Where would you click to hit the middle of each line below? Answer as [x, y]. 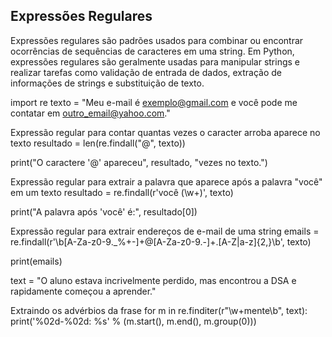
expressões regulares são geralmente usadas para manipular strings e [155, 61]
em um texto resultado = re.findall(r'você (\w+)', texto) [122, 192]
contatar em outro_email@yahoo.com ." [90, 113]
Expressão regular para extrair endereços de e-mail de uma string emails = [165, 231]
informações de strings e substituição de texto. [107, 83]
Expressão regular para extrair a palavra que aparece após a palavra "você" [166, 181]
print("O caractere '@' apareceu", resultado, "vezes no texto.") [139, 162]
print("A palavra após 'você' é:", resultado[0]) [104, 211]
